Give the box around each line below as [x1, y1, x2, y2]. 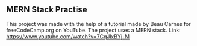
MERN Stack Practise [6, 5, 87, 15]
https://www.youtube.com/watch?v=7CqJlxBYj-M [6, 32, 130, 40]
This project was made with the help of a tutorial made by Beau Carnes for [6, 20, 191, 27]
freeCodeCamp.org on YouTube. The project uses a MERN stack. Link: [6, 27, 181, 34]
